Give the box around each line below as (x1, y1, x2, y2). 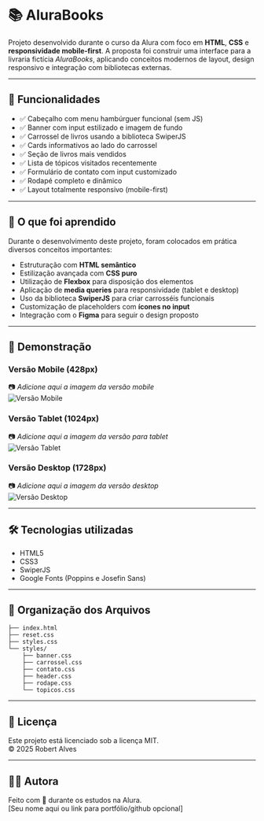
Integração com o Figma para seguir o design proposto (19, 310, 199, 320)
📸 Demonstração (8, 340, 92, 353)
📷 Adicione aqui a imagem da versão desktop (8, 481, 159, 490)
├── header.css (22, 672, 72, 681)
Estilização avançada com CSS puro (19, 268, 137, 278)
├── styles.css (8, 638, 58, 646)
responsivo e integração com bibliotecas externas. (8, 62, 172, 72)
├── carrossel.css (22, 659, 82, 667)
